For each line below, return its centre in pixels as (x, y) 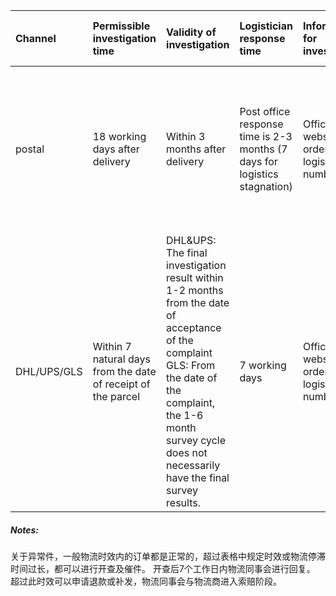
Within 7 (112, 346)
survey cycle (196, 440)
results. (183, 502)
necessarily (193, 465)
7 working (263, 365)
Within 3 (186, 136)
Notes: (25, 530)
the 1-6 (185, 415)
